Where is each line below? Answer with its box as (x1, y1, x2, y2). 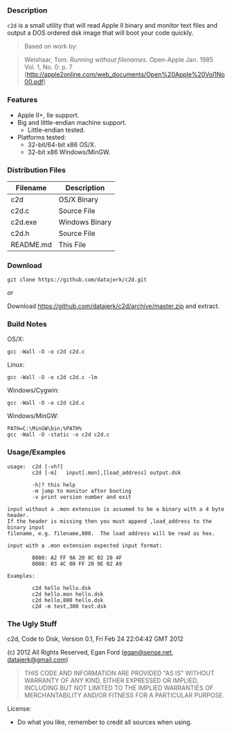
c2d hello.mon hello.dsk (32, 591, 104, 598)
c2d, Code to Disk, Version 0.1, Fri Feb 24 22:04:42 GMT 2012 (7, 634, 184, 643)
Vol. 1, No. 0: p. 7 (24, 63, 73, 71)
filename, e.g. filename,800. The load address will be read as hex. (7, 530, 215, 537)
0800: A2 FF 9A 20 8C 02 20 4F (32, 554, 123, 561)
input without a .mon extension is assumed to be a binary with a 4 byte (7, 505, 225, 512)
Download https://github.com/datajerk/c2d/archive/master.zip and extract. (7, 302, 220, 310)
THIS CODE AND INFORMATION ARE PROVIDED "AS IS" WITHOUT (24, 669, 215, 677)
